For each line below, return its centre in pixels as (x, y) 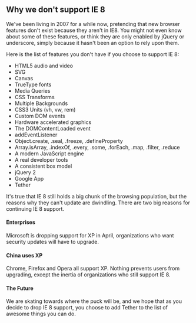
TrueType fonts (33, 84)
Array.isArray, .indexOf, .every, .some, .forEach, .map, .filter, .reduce (97, 147)
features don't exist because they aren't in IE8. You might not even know (94, 30)
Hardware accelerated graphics (53, 122)
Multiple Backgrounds (41, 103)
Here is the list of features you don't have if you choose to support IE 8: (93, 54)
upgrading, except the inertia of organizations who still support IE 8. (88, 275)
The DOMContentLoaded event (53, 128)
